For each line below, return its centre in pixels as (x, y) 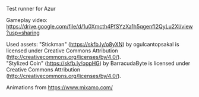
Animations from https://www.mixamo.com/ (59, 87)
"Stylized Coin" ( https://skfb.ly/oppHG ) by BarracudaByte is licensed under (98, 63)
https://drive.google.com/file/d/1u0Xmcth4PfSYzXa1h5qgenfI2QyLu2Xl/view (99, 26)
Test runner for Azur (31, 9)
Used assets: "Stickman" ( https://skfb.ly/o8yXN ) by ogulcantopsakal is (93, 44)
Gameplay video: (27, 20)
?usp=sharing (23, 33)
